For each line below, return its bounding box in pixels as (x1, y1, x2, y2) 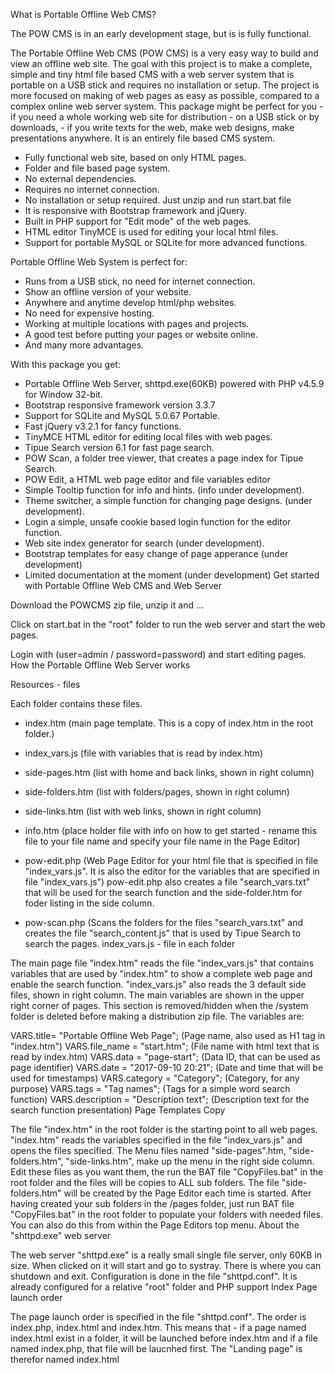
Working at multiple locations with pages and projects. (24, 318, 250, 329)
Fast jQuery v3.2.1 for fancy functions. (24, 420, 182, 432)
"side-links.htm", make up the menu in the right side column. (65, 1155, 315, 1167)
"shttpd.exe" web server (10, 1230, 112, 1241)
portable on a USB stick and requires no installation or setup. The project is (10, 79, 320, 91)
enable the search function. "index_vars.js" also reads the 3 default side (10, 979, 307, 990)
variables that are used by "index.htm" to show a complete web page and (10, 968, 313, 979)
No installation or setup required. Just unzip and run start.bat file (24, 194, 292, 206)
